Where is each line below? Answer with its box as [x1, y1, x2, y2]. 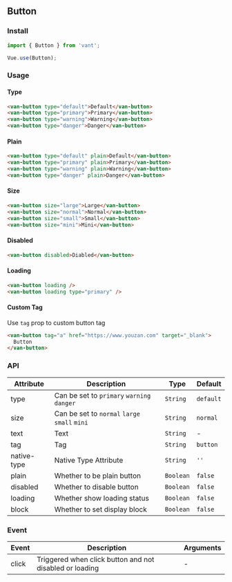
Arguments [184, 543, 222, 552]
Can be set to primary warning [54, 390, 151, 400]
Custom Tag [7, 303, 43, 311]
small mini [54, 418, 88, 427]
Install [7, 26, 29, 36]
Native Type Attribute [54, 455, 124, 465]
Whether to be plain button [54, 471, 142, 481]
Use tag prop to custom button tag [7, 318, 106, 327]
